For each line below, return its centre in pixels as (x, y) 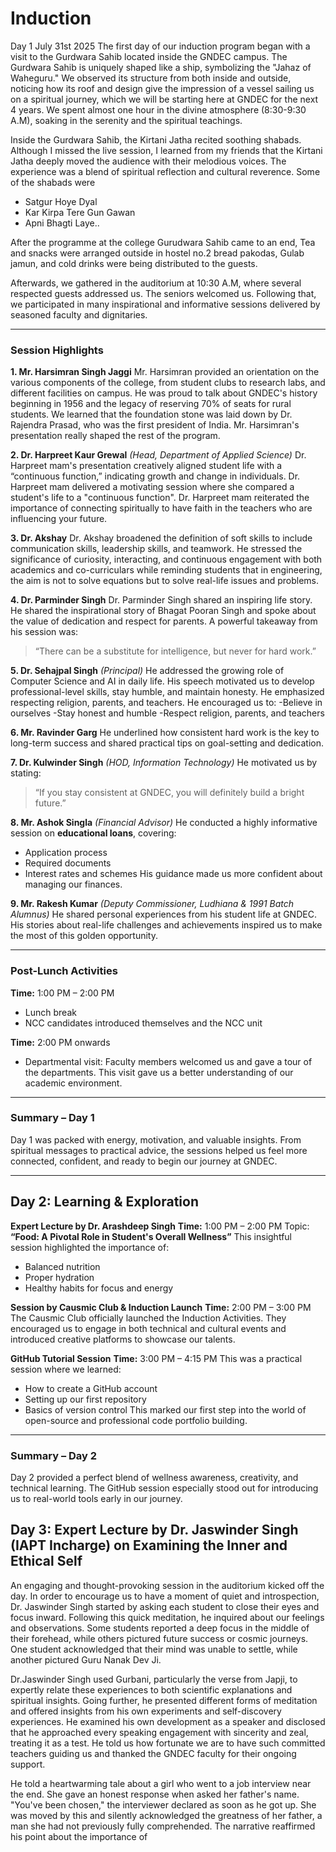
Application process (66, 853)
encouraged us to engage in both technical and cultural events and (148, 1328)
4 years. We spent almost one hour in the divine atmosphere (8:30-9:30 (158, 109)
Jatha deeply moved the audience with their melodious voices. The (148, 161)
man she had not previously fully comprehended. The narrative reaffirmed (163, 1826)
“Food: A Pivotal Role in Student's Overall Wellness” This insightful (151, 1236)
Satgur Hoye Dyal (61, 201)
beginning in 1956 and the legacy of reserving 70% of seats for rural (151, 404)
